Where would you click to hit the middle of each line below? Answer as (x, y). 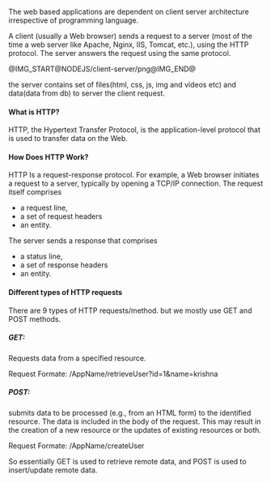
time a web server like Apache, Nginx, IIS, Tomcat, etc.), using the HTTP (129, 45)
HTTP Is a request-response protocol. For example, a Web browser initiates (134, 175)
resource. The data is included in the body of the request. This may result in (135, 421)
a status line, (41, 256)
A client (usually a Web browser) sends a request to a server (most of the (130, 36)
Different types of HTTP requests (66, 292)
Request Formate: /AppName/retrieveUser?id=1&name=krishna (113, 374)
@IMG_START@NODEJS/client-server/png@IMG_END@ (102, 69)
